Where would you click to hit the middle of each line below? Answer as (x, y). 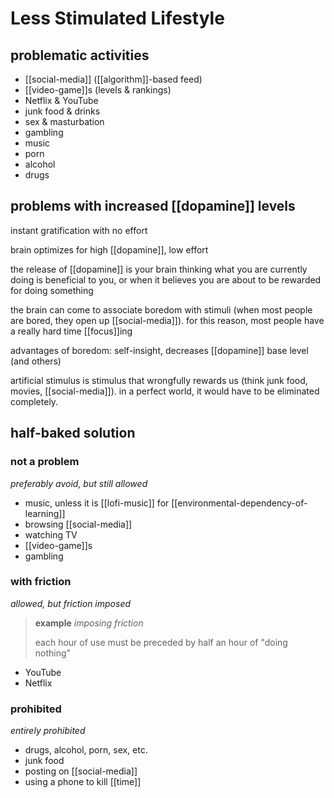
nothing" (53, 653)
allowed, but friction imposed (71, 603)
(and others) (36, 361)
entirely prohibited (48, 731)
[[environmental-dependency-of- (239, 503)
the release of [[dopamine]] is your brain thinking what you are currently (159, 269)
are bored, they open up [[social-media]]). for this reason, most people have (167, 320)
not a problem (45, 462)
